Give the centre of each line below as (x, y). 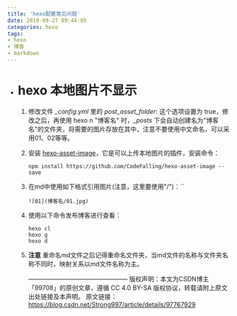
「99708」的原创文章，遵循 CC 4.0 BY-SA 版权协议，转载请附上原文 (128, 288)
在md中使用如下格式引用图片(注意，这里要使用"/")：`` (106, 186)
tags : (15, 34)
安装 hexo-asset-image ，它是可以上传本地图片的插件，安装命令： (124, 153)
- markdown (23, 54)
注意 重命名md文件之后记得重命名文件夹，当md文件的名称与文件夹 (125, 254)
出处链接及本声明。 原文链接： (73, 296)
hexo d (38, 241)
